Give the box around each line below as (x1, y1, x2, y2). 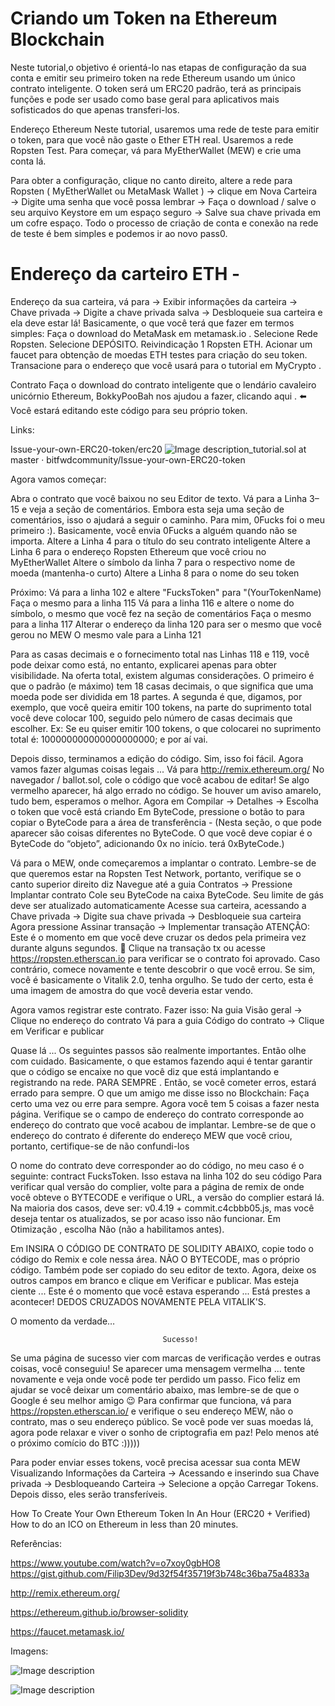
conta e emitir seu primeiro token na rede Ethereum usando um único (10, 72, 296, 84)
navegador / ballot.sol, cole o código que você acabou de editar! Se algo (10, 773, 310, 786)
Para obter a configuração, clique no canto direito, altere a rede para (10, 174, 293, 186)
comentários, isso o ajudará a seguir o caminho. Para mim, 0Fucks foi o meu (10, 513, 325, 526)
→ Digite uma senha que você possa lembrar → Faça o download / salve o (10, 195, 317, 207)
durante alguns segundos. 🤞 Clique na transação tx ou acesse (10, 942, 266, 954)
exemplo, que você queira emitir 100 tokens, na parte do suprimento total (10, 701, 312, 713)
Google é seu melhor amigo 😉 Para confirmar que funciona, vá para (10, 1394, 292, 1406)
